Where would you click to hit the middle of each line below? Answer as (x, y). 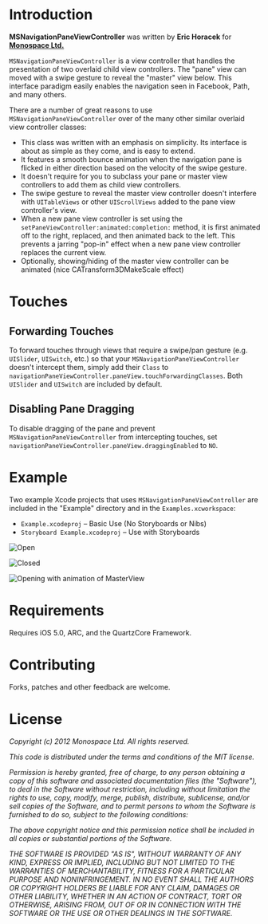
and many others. (38, 94)
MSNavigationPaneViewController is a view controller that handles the (122, 61)
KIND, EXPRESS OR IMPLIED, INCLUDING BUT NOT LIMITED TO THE (122, 862)
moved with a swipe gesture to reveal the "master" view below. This (120, 77)
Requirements (57, 610)
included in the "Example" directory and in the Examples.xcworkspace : (122, 508)
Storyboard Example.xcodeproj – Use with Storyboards (110, 532)
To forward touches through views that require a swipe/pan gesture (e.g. (128, 350)
